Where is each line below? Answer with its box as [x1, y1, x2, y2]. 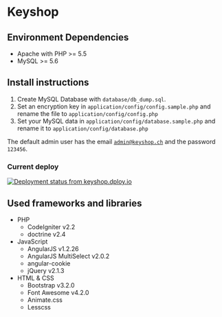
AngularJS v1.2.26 [27, 244, 79, 253]
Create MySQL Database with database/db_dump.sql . [16, 95, 166, 103]
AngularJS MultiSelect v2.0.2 [27, 252, 110, 260]
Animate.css [27, 296, 63, 304]
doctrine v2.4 [27, 230, 66, 238]
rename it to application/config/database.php [16, 124, 149, 132]
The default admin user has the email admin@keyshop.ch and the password [7, 137, 216, 145]
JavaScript [16, 237, 48, 246]
